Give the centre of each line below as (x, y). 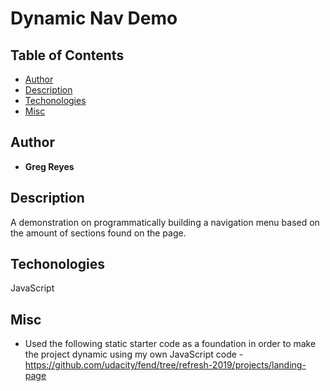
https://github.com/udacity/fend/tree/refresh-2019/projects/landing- (165, 365)
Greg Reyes (49, 166)
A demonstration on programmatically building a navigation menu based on (165, 222)
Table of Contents (67, 55)
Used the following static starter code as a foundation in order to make (170, 344)
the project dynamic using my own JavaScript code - (134, 354)
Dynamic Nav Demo (94, 18)
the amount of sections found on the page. (98, 233)
